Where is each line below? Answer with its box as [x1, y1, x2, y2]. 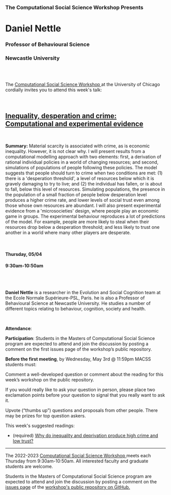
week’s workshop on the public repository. [5, 376, 94, 383]
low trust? [12, 437, 34, 444]
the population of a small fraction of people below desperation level [5, 192, 147, 198]
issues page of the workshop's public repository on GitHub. [5, 484, 130, 490]
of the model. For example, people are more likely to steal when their [5, 219, 149, 225]
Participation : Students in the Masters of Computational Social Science [5, 335, 155, 341]
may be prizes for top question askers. [5, 412, 86, 419]
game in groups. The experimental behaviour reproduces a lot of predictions [5, 213, 165, 220]
